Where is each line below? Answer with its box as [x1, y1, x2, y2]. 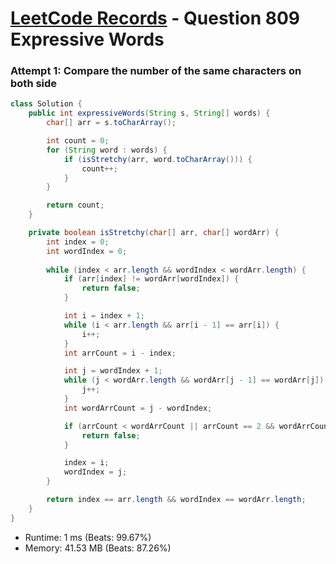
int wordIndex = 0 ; [46, 246, 128, 256]
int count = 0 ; [46, 136, 110, 146]
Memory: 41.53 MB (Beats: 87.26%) [24, 542, 172, 554]
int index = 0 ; [46, 237, 110, 247]
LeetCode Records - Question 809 [10, 7, 300, 30]
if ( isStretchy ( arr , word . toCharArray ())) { [63, 154, 253, 164]
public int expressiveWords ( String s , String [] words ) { [28, 108, 271, 119]
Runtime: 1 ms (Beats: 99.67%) [24, 531, 152, 543]
